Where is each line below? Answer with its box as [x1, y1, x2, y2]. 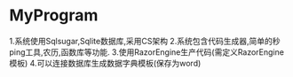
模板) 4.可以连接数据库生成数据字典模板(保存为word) [9, 58, 202, 68]
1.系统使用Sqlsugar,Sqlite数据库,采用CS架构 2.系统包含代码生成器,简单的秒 [9, 35, 281, 46]
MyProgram [9, 5, 99, 26]
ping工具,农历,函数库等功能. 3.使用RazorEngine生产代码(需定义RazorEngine [9, 46, 284, 58]
